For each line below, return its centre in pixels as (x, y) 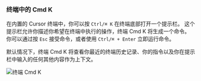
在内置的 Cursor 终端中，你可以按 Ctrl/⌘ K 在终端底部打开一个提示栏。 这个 (101, 24)
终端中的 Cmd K (30, 9)
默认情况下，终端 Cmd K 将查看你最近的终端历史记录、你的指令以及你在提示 (101, 52)
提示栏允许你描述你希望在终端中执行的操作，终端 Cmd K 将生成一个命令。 (98, 31)
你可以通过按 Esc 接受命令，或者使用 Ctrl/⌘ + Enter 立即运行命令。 (91, 39)
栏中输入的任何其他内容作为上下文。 (51, 59)
